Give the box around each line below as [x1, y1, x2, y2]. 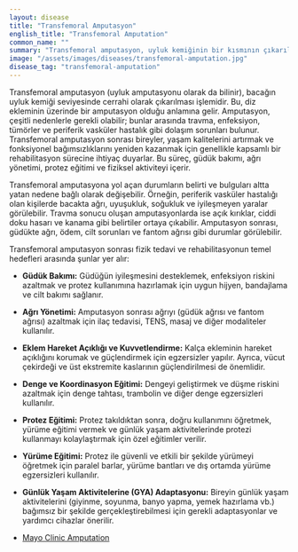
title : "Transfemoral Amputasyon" [9, 21, 137, 30]
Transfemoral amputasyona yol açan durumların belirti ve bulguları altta [9, 179, 270, 190]
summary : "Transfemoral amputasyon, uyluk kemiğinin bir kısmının [9, 46, 260, 55]
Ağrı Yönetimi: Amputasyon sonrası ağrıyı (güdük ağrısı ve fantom [21, 306, 264, 317]
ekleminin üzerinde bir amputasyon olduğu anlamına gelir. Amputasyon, [9, 106, 271, 116]
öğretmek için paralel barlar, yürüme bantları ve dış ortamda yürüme [21, 460, 271, 470]
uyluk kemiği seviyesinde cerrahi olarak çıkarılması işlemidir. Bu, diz [9, 96, 256, 106]
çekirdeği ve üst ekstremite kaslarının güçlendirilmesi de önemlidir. [21, 361, 266, 372]
